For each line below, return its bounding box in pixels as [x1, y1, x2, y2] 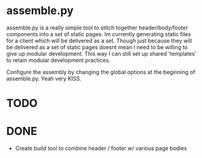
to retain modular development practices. [6, 56, 111, 64]
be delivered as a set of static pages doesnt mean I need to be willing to [6, 43, 188, 51]
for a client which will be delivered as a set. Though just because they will [6, 37, 192, 44]
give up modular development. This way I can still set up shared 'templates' [6, 50, 197, 57]
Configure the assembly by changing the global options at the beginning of [6, 68, 196, 75]
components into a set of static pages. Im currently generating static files [6, 30, 191, 37]
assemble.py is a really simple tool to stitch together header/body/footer [6, 24, 189, 31]
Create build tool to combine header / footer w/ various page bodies [15, 145, 187, 152]
